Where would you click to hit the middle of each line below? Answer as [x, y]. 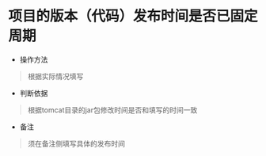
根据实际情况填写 [55, 76]
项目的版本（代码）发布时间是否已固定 [133, 16]
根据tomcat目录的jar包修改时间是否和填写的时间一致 [112, 110]
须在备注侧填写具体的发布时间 [76, 143]
